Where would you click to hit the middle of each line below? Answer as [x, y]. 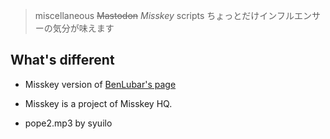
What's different [62, 60]
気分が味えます [83, 28]
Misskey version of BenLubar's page [100, 84]
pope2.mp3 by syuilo [68, 123]
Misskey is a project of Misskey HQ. [98, 103]
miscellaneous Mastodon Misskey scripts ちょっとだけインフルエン [173, 15]
